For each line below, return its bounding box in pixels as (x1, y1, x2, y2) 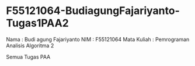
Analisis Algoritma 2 (6, 42, 54, 49)
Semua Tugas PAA (6, 53, 51, 60)
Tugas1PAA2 (6, 16, 69, 30)
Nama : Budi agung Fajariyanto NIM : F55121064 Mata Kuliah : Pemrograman (6, 36, 190, 43)
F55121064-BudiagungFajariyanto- (6, 4, 180, 18)
